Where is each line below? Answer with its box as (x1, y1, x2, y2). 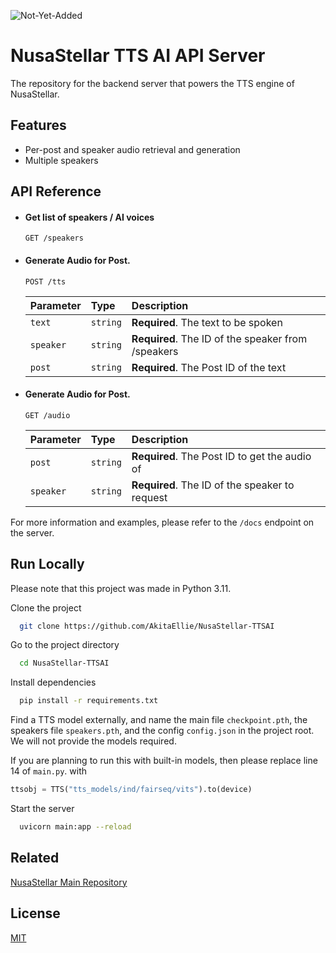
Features (10, 117, 67, 134)
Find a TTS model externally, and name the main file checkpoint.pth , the (10, 714, 308, 726)
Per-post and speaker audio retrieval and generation (24, 143, 241, 155)
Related (10, 850, 60, 867)
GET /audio (24, 410, 71, 420)
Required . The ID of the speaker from (131, 331, 308, 345)
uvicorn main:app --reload (19, 822, 132, 832)
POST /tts (24, 276, 67, 287)
